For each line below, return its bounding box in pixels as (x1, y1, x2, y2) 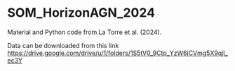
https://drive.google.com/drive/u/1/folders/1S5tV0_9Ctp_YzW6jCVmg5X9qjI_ (7, 49, 228, 57)
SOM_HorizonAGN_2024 (7, 5, 156, 21)
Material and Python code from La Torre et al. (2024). (7, 28, 162, 36)
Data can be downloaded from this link (7, 41, 119, 49)
